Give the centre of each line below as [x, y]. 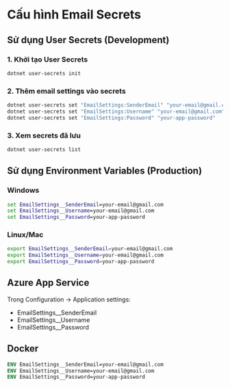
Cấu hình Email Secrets [74, 15]
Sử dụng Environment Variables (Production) [105, 171]
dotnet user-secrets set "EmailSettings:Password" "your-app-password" [111, 118]
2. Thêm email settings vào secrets [67, 91]
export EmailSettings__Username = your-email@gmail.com [86, 255]
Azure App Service [48, 283]
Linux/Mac [25, 235]
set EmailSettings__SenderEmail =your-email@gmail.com [86, 204]
